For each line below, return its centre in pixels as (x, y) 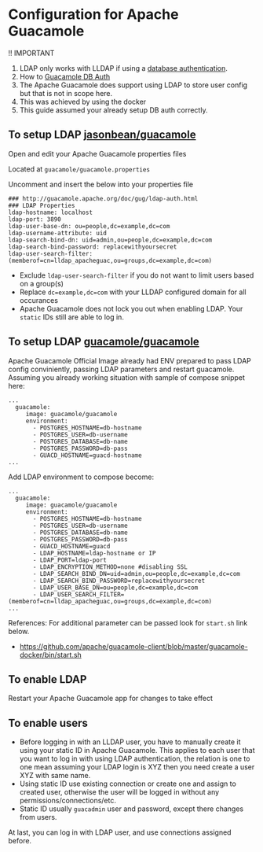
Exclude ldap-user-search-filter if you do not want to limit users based (137, 275)
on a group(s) (42, 283)
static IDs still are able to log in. (71, 317)
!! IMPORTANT (31, 53)
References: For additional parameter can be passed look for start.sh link (128, 622)
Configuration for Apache (93, 15)
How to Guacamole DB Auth (65, 76)
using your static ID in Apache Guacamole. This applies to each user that (137, 751)
